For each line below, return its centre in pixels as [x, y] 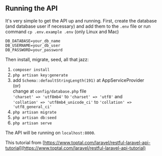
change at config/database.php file [50, 91]
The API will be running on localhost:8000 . [50, 132]
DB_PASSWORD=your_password [34, 50]
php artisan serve [32, 123]
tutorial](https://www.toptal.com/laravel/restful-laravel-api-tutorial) [76, 148]
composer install [31, 70]
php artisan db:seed [34, 118]
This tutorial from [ [25, 142]
